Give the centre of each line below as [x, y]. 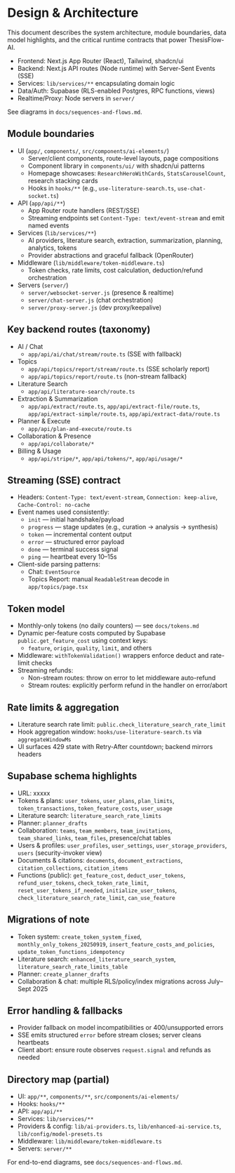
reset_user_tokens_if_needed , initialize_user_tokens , [97, 890]
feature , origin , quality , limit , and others [90, 648]
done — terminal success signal [73, 550]
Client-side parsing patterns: [59, 564]
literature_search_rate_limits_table [73, 967]
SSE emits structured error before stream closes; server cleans [109, 1035]
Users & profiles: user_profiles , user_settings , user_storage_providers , [122, 845]
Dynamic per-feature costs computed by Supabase [92, 633]
